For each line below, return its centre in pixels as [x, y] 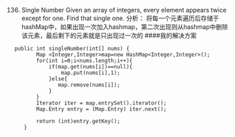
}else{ [58, 79]
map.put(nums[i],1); [90, 73]
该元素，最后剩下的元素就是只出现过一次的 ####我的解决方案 [109, 35]
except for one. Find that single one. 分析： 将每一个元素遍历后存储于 [120, 18]
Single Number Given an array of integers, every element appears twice [124, 10]
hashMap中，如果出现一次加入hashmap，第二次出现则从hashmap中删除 [124, 27]
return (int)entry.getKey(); [78, 121]
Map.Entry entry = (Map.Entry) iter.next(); [102, 109]
